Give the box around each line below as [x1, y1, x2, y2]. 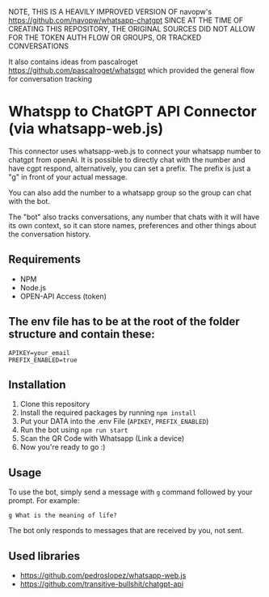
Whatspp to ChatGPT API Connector [8, 103, 257, 121]
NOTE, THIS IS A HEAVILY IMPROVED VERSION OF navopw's [8, 7, 212, 16]
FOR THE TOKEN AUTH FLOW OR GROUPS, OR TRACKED [8, 32, 202, 42]
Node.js [19, 282, 47, 292]
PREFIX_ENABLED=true [8, 356, 78, 364]
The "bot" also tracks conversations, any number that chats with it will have [8, 212, 260, 222]
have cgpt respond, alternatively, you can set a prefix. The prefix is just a [8, 163, 251, 173]
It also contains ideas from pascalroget [8, 57, 138, 66]
